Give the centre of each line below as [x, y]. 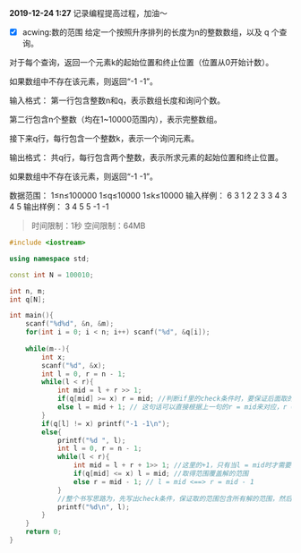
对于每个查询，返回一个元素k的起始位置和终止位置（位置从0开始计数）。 [142, 63]
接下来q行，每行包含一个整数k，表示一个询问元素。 [104, 139]
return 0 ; [44, 532]
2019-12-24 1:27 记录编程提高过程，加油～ [89, 13]
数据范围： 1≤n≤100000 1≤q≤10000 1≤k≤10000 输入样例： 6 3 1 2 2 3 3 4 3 [148, 196]
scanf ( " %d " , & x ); [73, 365]
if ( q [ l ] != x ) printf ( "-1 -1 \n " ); [106, 423]
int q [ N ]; [28, 299]
